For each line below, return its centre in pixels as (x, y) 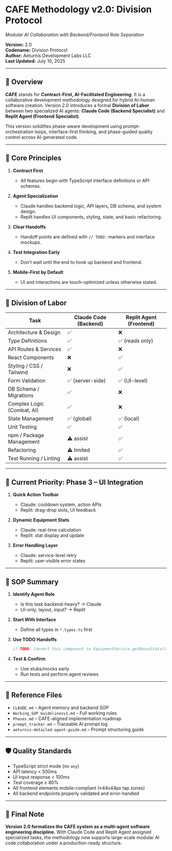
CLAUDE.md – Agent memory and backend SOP (61, 708)
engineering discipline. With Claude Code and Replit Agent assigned (79, 832)
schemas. (30, 186)
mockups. (31, 242)
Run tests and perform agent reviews (59, 674)
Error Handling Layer (35, 546)
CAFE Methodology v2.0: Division (79, 10)
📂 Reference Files (34, 695)
